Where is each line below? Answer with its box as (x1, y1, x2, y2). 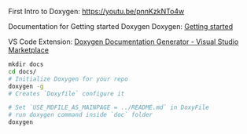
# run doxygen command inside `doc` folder (8, 111, 153, 119)
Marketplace (8, 45, 50, 54)
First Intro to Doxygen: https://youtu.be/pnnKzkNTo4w (8, 7, 185, 16)
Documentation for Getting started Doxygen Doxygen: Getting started (8, 22, 234, 31)
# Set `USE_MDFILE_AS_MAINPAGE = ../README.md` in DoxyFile (8, 103, 210, 112)
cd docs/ (8, 67, 37, 75)
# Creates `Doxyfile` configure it (8, 89, 125, 97)
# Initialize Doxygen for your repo (8, 74, 128, 83)
